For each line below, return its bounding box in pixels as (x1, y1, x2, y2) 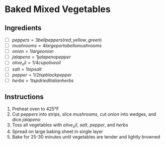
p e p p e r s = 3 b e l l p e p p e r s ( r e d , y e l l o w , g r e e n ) (12, 37, 102, 43)
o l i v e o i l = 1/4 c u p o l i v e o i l (12, 59, 61, 67)
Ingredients (5, 24, 42, 32)
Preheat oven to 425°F (12, 106, 59, 112)
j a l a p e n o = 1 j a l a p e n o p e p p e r (12, 54, 71, 60)
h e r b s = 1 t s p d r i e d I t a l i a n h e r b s (12, 78, 74, 84)
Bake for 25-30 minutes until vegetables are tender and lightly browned (12, 133, 160, 139)
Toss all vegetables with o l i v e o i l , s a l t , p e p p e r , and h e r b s (12, 122, 129, 129)
